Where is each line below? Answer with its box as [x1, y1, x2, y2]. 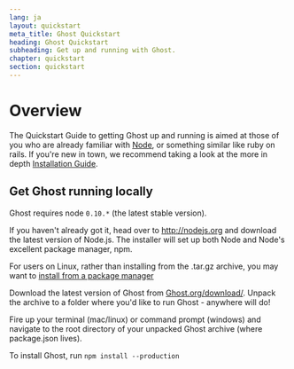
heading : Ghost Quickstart [9, 37, 109, 47]
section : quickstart [9, 63, 86, 72]
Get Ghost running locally [9, 184, 153, 200]
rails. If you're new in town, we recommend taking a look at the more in [9, 148, 268, 160]
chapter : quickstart [9, 54, 86, 63]
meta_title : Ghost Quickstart [9, 29, 121, 38]
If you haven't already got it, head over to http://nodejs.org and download [9, 224, 277, 235]
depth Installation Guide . [9, 158, 99, 169]
